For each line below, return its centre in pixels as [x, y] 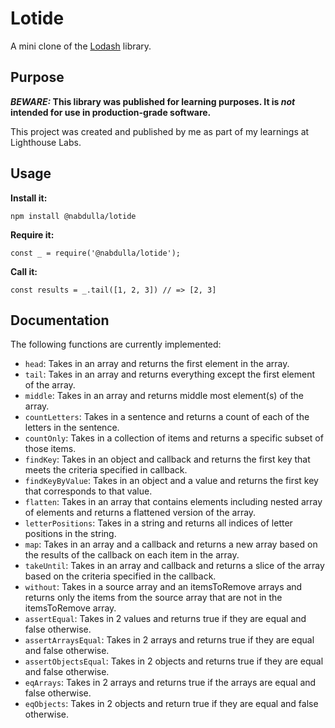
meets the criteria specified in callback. [106, 470]
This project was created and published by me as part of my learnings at [160, 131]
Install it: [29, 198]
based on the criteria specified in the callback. [120, 576]
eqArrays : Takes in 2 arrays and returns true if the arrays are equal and [170, 683]
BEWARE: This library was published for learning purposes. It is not [153, 101]
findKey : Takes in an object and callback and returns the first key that [167, 459]
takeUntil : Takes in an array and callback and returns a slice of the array [174, 566]
